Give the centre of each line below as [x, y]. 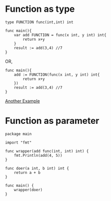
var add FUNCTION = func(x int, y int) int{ [60, 35]
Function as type [40, 9]
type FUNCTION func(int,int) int [39, 22]
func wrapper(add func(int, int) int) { [47, 151]
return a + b [27, 172]
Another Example [23, 101]
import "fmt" [18, 143]
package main [18, 134]
